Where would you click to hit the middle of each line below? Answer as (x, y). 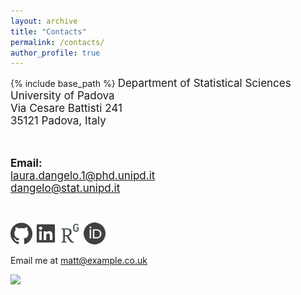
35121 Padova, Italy (58, 121)
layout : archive (44, 21)
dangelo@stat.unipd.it (65, 188)
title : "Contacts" (48, 31)
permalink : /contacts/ (57, 42)
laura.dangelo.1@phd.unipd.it (83, 176)
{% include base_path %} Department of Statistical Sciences (151, 83)
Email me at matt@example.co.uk (79, 261)
